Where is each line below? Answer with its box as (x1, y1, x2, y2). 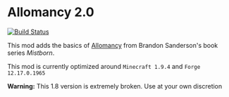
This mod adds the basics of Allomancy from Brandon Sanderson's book (7, 41, 218, 49)
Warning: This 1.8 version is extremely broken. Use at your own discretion (7, 82, 223, 90)
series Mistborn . (7, 48, 55, 57)
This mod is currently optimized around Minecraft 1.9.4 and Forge (7, 62, 201, 70)
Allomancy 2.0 (7, 4, 94, 20)
